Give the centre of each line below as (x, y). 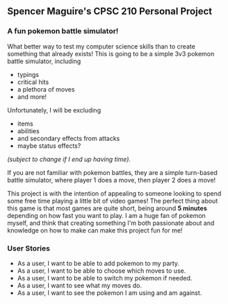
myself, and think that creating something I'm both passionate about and (111, 223)
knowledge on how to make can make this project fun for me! (95, 230)
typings (28, 74)
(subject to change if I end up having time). (69, 159)
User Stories (29, 248)
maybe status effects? (49, 146)
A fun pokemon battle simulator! (63, 31)
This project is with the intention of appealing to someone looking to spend (114, 193)
